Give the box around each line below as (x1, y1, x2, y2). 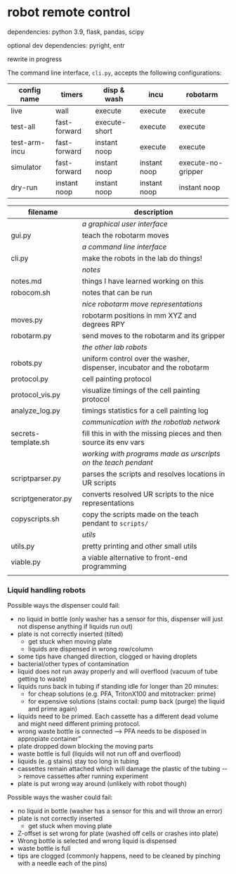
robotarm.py (11, 330, 52, 340)
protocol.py (11, 374, 49, 384)
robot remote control (7, 4, 131, 20)
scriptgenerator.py (11, 494, 72, 504)
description (133, 207, 173, 217)
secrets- (11, 428, 40, 438)
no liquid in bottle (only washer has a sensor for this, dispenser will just (17, 615, 223, 623)
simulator (11, 162, 42, 172)
